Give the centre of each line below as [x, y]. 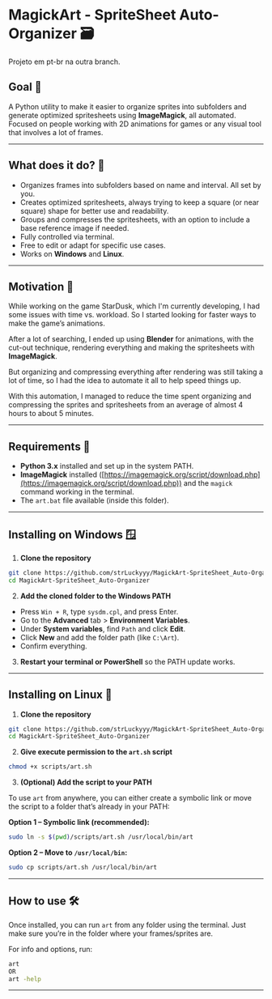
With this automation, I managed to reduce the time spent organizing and [130, 396]
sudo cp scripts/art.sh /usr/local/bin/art [83, 868]
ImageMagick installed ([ [62, 474]
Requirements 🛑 [49, 446]
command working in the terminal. [77, 492]
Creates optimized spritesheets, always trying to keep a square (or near [140, 202]
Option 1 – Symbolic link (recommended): [79, 823]
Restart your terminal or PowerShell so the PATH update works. [127, 661]
